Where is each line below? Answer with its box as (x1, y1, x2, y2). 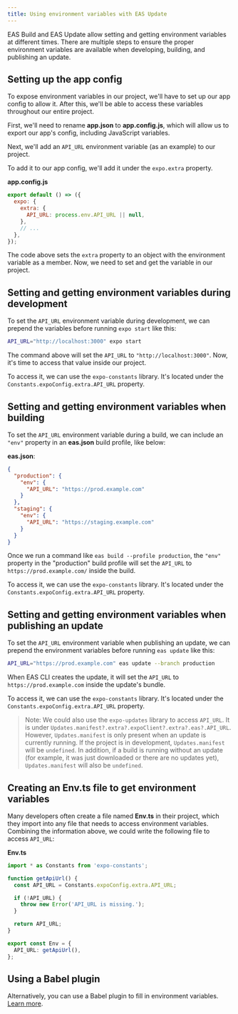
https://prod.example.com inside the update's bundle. (7, 681, 166, 689)
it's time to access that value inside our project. (7, 358, 147, 367)
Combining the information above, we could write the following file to (7, 827, 210, 835)
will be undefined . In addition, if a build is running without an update (24, 746, 223, 755)
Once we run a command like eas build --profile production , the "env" (7, 552, 222, 560)
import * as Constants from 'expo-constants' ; (7, 862, 148, 869)
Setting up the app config (7, 73, 123, 86)
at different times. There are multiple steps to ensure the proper (7, 37, 195, 46)
